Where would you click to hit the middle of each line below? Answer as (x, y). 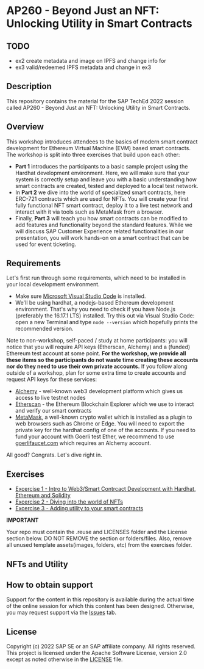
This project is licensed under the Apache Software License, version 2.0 (97, 653)
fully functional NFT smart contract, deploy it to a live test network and (104, 205)
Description (29, 86)
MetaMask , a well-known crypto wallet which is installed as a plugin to (104, 417)
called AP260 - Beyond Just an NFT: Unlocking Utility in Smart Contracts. (98, 107)
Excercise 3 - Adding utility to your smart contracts (79, 508)
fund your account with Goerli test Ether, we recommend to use (95, 436)
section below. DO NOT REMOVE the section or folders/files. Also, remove (99, 538)
